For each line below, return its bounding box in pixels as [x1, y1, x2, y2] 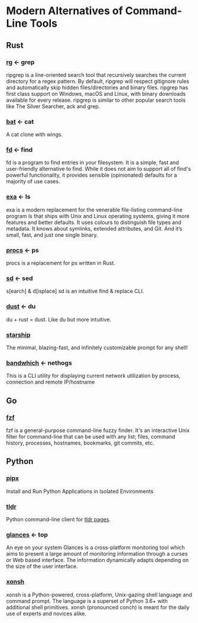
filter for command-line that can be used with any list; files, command [6, 433, 176, 440]
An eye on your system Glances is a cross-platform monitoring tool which [6, 544, 185, 551]
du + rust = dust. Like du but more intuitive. [6, 316, 111, 323]
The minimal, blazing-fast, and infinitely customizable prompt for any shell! [6, 344, 188, 351]
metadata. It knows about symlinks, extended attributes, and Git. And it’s [6, 225, 183, 232]
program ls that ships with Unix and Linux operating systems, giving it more [6, 212, 190, 219]
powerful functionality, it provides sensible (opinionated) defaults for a [6, 171, 177, 179]
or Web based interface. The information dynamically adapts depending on [6, 557, 189, 564]
